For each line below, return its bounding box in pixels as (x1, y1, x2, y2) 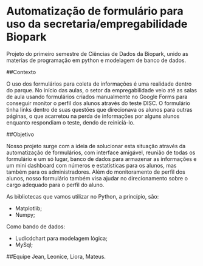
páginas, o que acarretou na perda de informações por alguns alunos (6, 112, 180, 120)
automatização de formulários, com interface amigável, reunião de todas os (6, 149, 196, 156)
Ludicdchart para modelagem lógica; (15, 234, 108, 242)
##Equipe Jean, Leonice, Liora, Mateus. (6, 253, 106, 260)
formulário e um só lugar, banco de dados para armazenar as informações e (6, 155, 197, 162)
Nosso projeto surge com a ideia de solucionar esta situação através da (6, 142, 186, 149)
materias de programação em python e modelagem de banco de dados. (6, 56, 187, 64)
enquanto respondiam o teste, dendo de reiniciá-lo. (6, 118, 135, 126)
